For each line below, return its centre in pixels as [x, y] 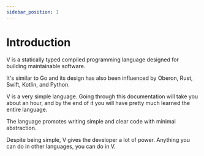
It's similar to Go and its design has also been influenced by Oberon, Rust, [100, 78]
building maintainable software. [46, 66]
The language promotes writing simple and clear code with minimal [91, 121]
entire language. [27, 109]
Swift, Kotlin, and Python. [38, 84]
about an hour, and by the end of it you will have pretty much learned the [98, 103]
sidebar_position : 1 [33, 12]
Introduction [39, 42]
